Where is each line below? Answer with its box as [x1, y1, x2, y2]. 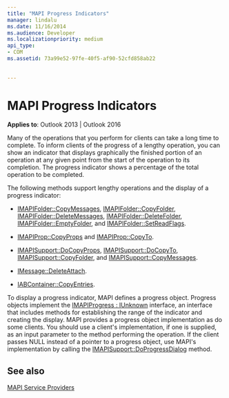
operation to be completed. [7, 171, 85, 179]
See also [7, 365, 45, 377]
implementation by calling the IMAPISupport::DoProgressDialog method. [7, 345, 212, 353]
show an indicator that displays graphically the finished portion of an [7, 149, 202, 157]
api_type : [7, 42, 36, 49]
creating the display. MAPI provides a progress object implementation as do [7, 316, 223, 324]
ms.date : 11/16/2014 [7, 23, 67, 30]
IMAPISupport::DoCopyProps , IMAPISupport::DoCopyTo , [17, 246, 179, 254]
